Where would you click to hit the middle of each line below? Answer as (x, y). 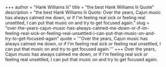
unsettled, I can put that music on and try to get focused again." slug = (77, 23)
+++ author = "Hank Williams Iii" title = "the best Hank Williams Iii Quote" (80, 7)
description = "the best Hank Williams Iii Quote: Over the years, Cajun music (83, 12)
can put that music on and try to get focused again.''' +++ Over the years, (81, 49)
